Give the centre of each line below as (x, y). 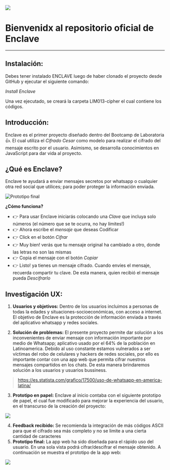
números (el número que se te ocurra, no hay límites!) (69, 224)
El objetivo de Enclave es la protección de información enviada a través (87, 317)
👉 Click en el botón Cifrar (40, 237)
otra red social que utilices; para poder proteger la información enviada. (80, 187)
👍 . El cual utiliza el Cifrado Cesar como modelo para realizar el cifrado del (83, 140)
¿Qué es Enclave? (34, 169)
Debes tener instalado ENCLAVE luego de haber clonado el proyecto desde (84, 76)
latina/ (24, 386)
